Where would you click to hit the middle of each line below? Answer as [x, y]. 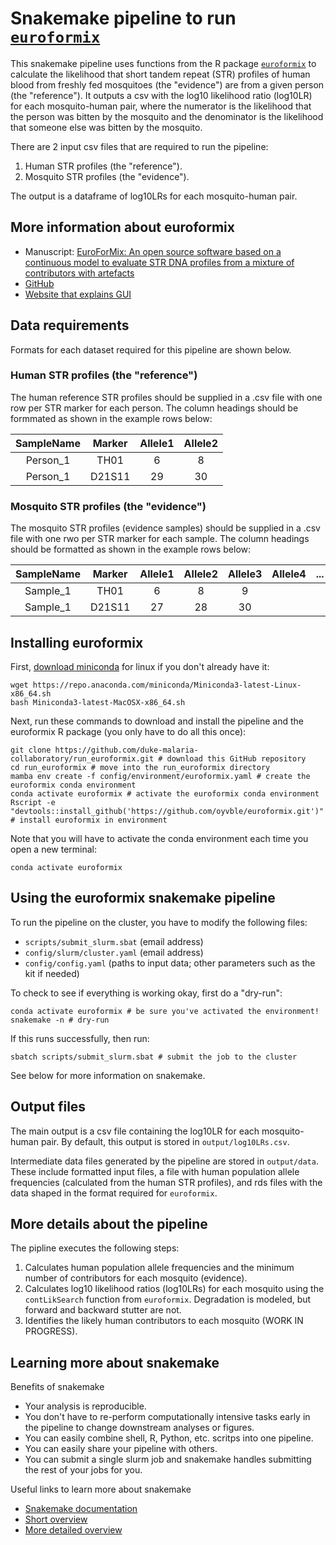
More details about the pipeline [109, 1223]
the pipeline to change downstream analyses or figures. [139, 1428]
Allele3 [245, 574]
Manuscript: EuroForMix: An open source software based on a [153, 251]
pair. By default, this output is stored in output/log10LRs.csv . [165, 1141]
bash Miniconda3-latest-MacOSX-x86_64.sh [98, 702]
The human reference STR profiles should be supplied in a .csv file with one [166, 397]
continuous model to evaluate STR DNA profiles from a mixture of [159, 262]
